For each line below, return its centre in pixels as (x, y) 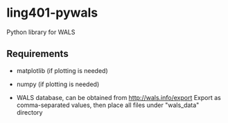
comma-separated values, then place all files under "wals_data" (108, 105)
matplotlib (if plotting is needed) (62, 70)
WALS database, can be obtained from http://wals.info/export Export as (119, 97)
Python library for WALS (41, 32)
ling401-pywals (52, 13)
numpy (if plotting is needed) (58, 84)
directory (29, 112)
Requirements (37, 54)
